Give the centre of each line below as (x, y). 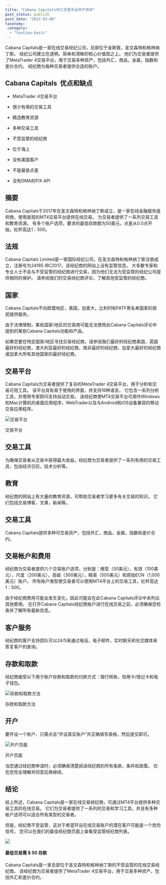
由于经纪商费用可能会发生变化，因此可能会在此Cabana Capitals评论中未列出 (83, 598)
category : (17, 28)
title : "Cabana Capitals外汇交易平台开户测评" (50, 10)
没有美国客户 (25, 159)
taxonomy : (15, 24)
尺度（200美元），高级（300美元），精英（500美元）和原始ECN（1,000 (88, 575)
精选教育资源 (25, 117)
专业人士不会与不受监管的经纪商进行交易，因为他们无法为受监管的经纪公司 (81, 272)
